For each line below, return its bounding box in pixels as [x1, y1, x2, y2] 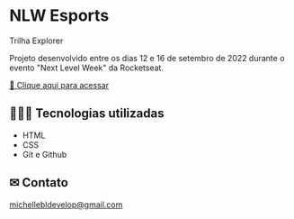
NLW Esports [9, 5, 110, 26]
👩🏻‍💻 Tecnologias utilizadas [9, 105, 165, 122]
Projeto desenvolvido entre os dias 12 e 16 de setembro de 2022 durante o [9, 52, 285, 63]
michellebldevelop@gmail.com [9, 199, 123, 210]
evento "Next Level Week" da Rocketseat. [9, 62, 165, 73]
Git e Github [22, 149, 67, 160]
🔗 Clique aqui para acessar [9, 79, 110, 90]
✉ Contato [9, 175, 69, 190]
